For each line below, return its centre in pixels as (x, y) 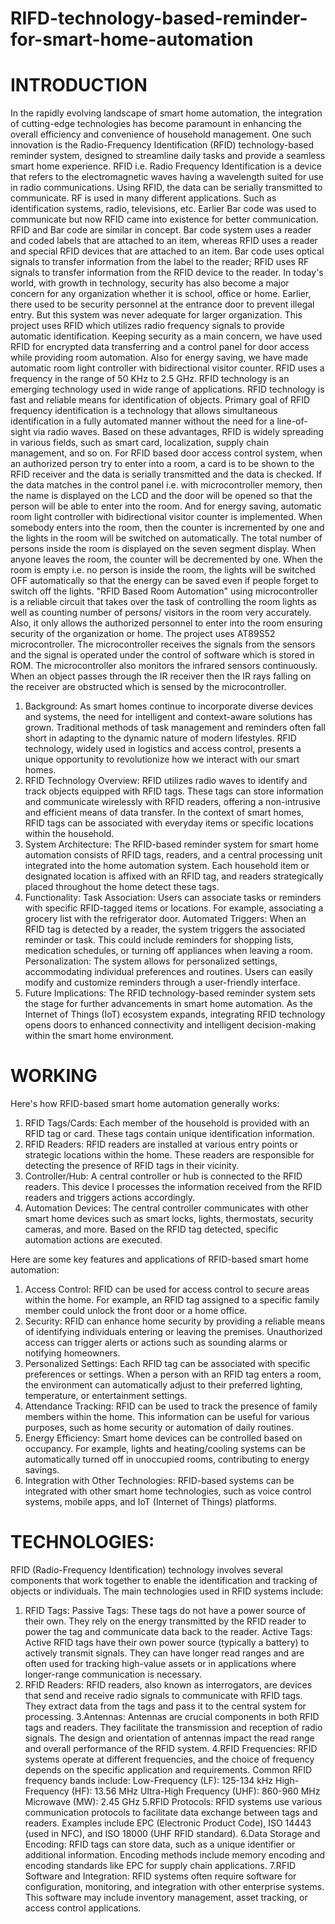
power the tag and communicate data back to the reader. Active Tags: (168, 1631)
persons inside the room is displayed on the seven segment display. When (163, 549)
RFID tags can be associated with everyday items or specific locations (169, 823)
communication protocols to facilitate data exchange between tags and (171, 1812)
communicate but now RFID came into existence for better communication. (164, 219)
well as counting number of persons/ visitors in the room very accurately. (161, 613)
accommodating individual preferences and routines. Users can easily (168, 972)
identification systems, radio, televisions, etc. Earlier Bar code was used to (163, 209)
